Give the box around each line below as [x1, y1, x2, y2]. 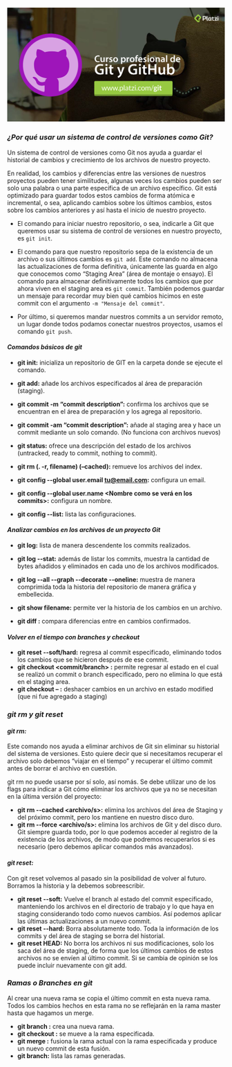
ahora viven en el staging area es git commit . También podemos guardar [17, 284, 224, 292]
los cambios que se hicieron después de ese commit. [17, 655, 169, 664]
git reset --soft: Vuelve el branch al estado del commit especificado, [17, 894, 213, 903]
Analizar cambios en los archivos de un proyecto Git [7, 526, 161, 534]
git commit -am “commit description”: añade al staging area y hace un [17, 421, 221, 429]
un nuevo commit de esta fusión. [17, 1044, 111, 1052]
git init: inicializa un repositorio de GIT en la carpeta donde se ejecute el [17, 358, 223, 367]
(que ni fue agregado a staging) [17, 692, 108, 700]
